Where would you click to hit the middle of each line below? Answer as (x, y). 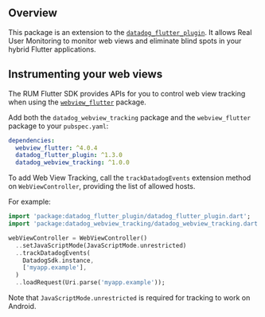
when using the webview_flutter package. (78, 102)
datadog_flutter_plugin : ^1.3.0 (69, 155)
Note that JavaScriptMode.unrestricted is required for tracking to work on (129, 297)
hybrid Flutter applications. (53, 49)
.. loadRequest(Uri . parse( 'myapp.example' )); (90, 283)
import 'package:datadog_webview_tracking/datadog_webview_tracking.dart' (135, 224)
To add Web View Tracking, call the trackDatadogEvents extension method (130, 178)
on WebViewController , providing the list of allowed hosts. (102, 186)
